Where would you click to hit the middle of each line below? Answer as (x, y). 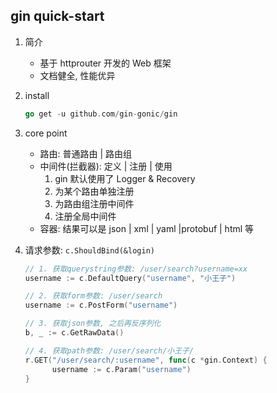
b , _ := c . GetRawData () (74, 333)
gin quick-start (57, 16)
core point (46, 133)
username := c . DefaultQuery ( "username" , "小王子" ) (130, 278)
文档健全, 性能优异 (77, 75)
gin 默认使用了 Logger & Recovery (125, 178)
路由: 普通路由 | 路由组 (86, 153)
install (37, 95)
